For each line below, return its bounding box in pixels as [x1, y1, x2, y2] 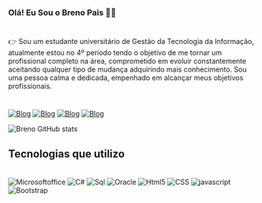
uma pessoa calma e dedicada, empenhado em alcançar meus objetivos [8, 73, 244, 83]
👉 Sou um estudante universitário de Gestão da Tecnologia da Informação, [8, 37, 254, 46]
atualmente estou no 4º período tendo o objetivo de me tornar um [8, 48, 223, 57]
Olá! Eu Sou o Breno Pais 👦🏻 [8, 7, 117, 18]
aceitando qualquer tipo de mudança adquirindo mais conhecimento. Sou [8, 65, 247, 74]
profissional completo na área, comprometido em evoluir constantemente [8, 57, 247, 66]
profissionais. [8, 82, 53, 91]
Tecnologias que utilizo [8, 147, 125, 161]
